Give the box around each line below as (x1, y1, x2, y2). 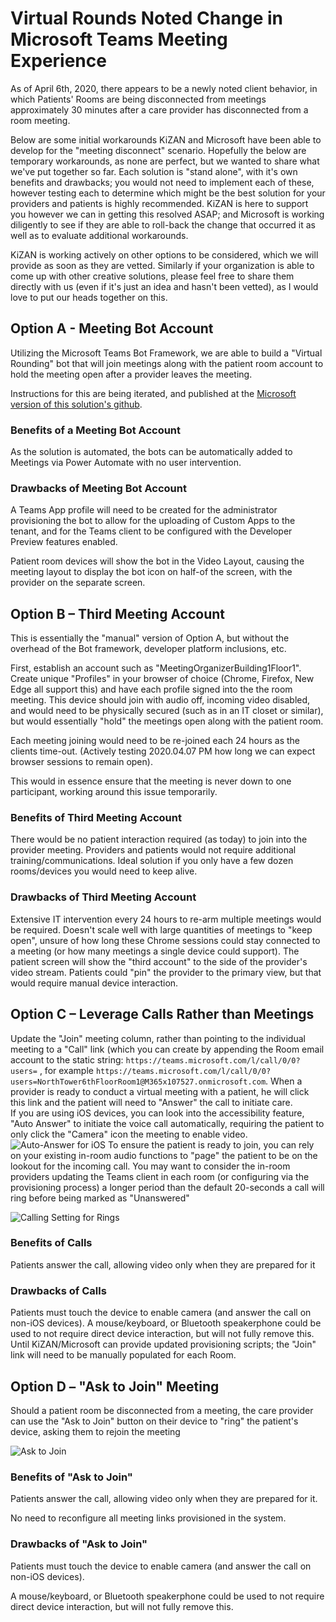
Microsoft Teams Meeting (10, 28, 228, 51)
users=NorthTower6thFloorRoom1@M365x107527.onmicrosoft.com (10, 1077, 267, 1087)
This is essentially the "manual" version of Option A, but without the (10, 632, 290, 644)
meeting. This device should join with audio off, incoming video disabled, (10, 694, 311, 706)
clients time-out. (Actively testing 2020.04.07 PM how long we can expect (10, 745, 316, 757)
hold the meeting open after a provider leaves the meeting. (10, 368, 253, 380)
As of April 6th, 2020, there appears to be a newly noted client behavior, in (10, 82, 318, 94)
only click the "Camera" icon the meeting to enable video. (10, 1128, 248, 1140)
